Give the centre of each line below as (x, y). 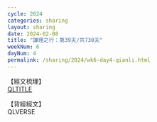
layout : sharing (31, 27)
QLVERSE (21, 111)
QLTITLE (20, 89)
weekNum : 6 (23, 47)
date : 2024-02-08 (33, 34)
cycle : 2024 (25, 14)
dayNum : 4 (22, 54)
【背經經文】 (26, 104)
